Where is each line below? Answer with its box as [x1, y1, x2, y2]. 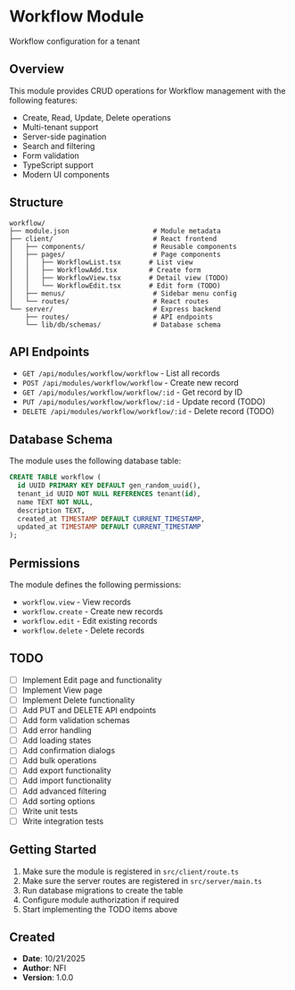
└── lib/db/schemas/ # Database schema [25, 320, 221, 329]
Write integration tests [21, 815, 104, 827]
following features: [9, 95, 78, 105]
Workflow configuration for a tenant [9, 36, 141, 46]
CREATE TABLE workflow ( [9, 473, 102, 482]
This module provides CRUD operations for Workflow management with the [9, 85, 287, 96]
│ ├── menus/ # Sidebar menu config [9, 288, 238, 298]
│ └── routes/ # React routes [9, 296, 209, 305]
